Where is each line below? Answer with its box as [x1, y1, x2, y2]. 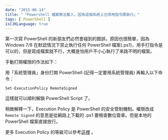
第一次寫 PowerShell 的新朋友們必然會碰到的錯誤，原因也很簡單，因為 [5, 36, 149, 42]
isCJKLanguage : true [5, 21, 49, 27]
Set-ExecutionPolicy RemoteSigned [5, 86, 78, 91]
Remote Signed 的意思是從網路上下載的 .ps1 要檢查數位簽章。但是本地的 [5, 112, 152, 118]
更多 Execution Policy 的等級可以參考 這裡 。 [5, 129, 96, 135]
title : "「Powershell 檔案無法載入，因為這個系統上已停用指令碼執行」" [5, 12, 140, 17]
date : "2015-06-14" [5, 7, 46, 13]
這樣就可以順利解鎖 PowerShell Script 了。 [5, 95, 93, 101]
